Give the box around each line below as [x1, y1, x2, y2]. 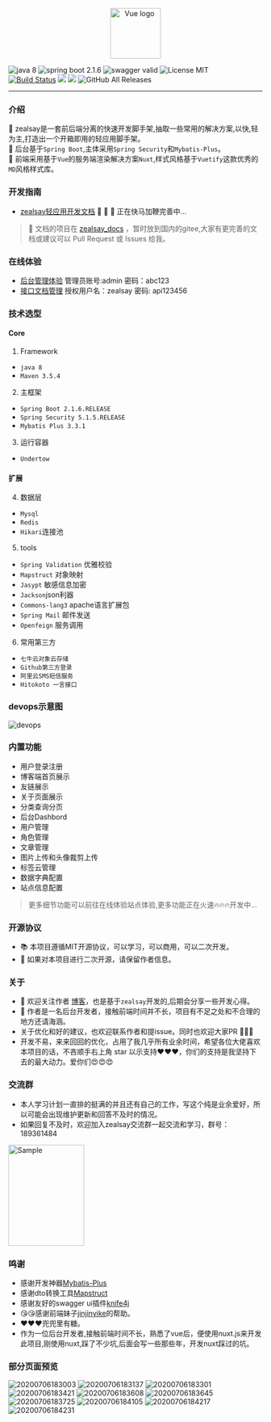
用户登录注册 [19, 761, 63, 771]
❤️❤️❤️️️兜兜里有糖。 [19, 1319, 85, 1328]
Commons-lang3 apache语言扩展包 [19, 600, 130, 610]
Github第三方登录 [19, 663, 73, 672]
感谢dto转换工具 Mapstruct [19, 1289, 108, 1298]
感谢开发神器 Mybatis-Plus [19, 1278, 107, 1288]
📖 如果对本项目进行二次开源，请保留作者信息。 [19, 954, 176, 965]
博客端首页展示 [19, 772, 70, 781]
